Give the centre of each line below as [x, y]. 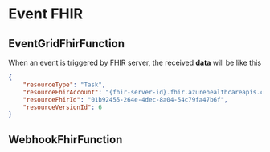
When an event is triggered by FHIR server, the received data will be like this [135, 62]
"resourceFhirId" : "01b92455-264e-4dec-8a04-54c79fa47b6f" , [125, 100]
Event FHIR [45, 14]
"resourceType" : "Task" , [64, 85]
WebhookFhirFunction [65, 140]
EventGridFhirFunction [66, 44]
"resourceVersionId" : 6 [63, 107]
